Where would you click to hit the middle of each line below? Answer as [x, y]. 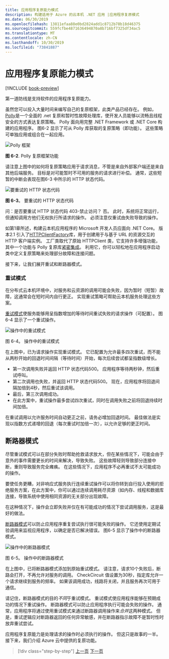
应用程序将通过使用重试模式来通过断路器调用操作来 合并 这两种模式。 [84, 611]
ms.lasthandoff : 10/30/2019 [35, 43]
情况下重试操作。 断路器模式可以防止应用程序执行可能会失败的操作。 [85, 604]
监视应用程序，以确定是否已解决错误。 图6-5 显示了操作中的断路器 [92, 530]
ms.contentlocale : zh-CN [31, 38]
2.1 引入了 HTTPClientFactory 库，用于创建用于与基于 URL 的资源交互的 [82, 234]
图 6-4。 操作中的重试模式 [32, 341]
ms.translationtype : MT [30, 33]
